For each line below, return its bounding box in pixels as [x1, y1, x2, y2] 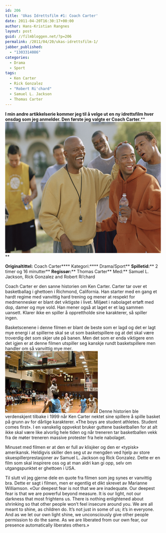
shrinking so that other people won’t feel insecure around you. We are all [5, 501, 153, 507]
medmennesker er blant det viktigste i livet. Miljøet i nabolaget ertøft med [5, 299, 154, 305]
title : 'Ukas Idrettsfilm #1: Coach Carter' [5, 13, 98, 18]
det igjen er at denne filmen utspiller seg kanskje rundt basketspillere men [5, 340, 156, 346]
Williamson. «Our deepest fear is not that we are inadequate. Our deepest [5, 485, 155, 491]
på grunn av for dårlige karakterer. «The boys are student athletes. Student [5, 419, 158, 425]
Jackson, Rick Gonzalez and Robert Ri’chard [5, 274, 95, 280]
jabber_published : [5, 45, 43, 49]
